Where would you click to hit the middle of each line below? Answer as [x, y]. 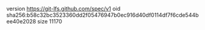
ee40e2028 [21, 21]
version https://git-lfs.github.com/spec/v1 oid [64, 9]
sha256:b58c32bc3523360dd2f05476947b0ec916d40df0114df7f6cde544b [103, 15]
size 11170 [50, 21]
